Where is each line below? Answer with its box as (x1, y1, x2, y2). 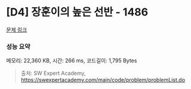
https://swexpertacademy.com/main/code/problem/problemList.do (20, 77, 186, 84)
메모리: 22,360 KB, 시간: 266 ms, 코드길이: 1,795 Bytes (6, 57, 137, 64)
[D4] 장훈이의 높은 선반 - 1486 (6, 5, 149, 19)
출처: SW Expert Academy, (20, 69, 86, 77)
